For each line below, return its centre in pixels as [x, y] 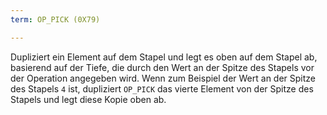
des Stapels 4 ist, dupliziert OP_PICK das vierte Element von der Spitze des [162, 88]
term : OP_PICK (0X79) [55, 19]
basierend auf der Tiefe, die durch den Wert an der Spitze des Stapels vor [162, 67]
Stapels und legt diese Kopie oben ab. [88, 99]
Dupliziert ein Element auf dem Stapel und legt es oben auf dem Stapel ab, [164, 57]
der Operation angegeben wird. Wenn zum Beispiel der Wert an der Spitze [163, 78]
